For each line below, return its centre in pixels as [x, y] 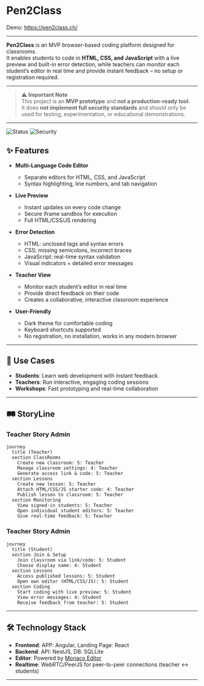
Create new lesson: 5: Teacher [57, 484]
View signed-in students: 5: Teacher [65, 505]
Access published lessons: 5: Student [66, 576]
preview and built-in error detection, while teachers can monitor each [93, 64]
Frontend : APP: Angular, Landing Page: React [72, 645]
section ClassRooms [36, 458]
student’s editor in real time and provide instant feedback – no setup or [95, 71]
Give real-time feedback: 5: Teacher [65, 516]
